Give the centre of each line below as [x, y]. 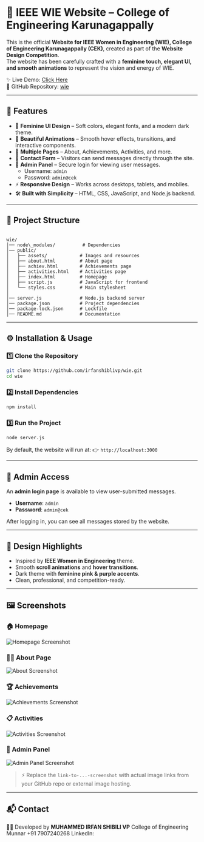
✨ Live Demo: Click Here [37, 79]
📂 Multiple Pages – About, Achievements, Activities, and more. [93, 152]
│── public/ [21, 250]
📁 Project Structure [43, 221]
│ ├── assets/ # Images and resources [73, 255]
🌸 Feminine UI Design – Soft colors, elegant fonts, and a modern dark [102, 126]
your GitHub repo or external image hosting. [76, 783]
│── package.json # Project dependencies [73, 303]
